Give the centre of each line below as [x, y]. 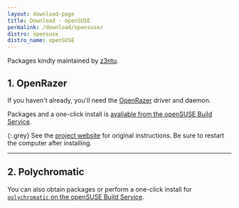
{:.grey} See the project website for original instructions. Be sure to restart [116, 135]
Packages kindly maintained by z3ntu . [63, 61]
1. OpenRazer [37, 83]
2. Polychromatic [46, 172]
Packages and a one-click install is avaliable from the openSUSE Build [110, 114]
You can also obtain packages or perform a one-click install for [100, 189]
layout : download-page [41, 14]
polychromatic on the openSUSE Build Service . [76, 197]
